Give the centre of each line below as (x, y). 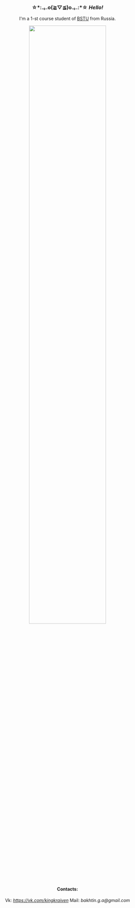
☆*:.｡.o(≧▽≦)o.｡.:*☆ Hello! (67, 7)
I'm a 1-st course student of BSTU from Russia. (67, 19)
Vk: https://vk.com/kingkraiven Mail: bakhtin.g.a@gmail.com (67, 900)
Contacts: (67, 889)
